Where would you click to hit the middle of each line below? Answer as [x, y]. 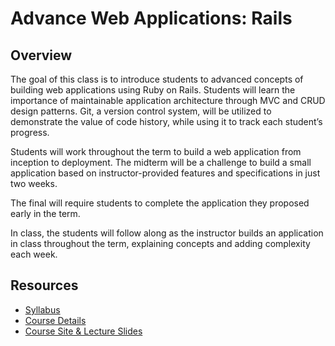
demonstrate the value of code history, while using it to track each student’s [166, 121]
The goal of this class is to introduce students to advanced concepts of [157, 79]
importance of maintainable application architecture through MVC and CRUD [168, 100]
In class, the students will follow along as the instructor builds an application [167, 233]
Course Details [55, 320]
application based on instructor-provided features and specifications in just [165, 173]
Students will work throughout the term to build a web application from [156, 151]
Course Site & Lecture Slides [83, 331]
